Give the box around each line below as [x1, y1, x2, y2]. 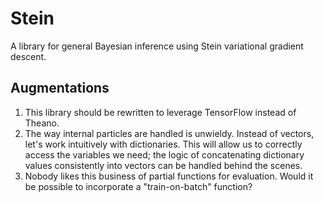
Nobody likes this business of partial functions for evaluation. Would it [24, 170, 314, 182]
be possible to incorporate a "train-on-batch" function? [24, 180, 253, 192]
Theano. [24, 117, 60, 129]
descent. [10, 50, 47, 62]
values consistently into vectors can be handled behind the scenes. [24, 159, 303, 171]
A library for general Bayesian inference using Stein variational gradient [10, 40, 304, 52]
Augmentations [10, 80, 110, 97]
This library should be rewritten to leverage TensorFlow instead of [24, 106, 297, 118]
